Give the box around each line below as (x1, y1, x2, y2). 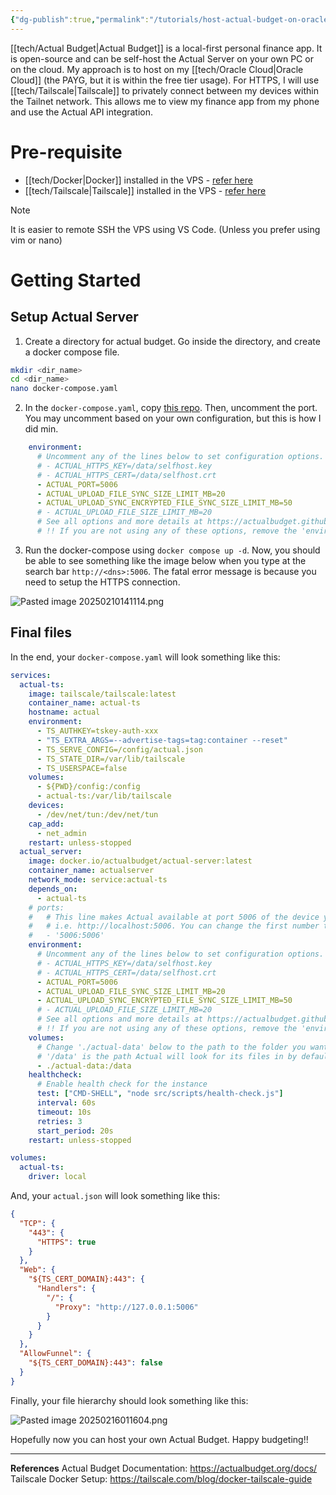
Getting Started (10, 269, 142, 291)
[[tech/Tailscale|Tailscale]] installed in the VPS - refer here (24, 184, 267, 196)
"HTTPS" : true (36, 1237, 97, 1247)
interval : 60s (36, 1098, 97, 1108)
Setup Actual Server (10, 309, 139, 326)
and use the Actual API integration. (10, 106, 154, 118)
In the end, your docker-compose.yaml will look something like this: (10, 651, 281, 663)
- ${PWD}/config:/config (36, 782, 141, 792)
